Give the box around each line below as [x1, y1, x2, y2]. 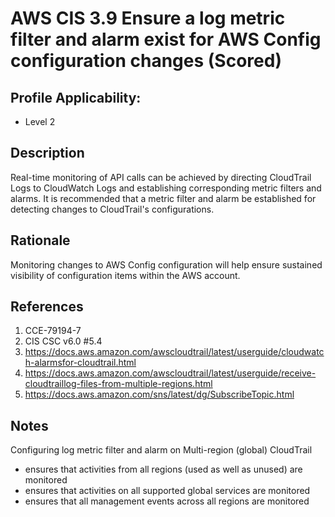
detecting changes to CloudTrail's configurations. [10, 203, 215, 215]
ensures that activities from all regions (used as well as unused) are [24, 463, 303, 476]
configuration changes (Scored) [10, 50, 282, 72]
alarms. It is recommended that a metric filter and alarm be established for [10, 192, 317, 204]
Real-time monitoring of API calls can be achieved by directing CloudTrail [10, 171, 312, 183]
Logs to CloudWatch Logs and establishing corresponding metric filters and [10, 182, 322, 194]
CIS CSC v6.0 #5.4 [24, 335, 103, 347]
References [10, 298, 84, 316]
